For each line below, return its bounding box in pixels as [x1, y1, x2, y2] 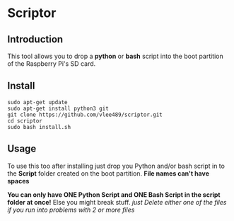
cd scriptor [7, 117, 42, 125]
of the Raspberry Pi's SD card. [7, 59, 96, 68]
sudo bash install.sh [7, 123, 71, 130]
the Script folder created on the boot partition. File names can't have [7, 169, 210, 178]
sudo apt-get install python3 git [7, 105, 110, 112]
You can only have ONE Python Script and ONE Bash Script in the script [7, 190, 221, 199]
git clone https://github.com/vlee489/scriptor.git [7, 111, 163, 118]
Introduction [7, 33, 64, 45]
